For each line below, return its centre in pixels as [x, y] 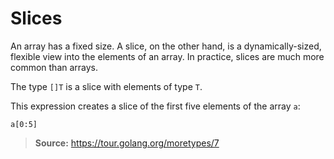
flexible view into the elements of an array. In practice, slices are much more [167, 56]
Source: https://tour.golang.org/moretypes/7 [127, 143]
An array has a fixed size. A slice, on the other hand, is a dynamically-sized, [166, 46]
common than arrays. [54, 67]
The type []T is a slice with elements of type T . [106, 86]
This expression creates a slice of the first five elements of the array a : [155, 106]
